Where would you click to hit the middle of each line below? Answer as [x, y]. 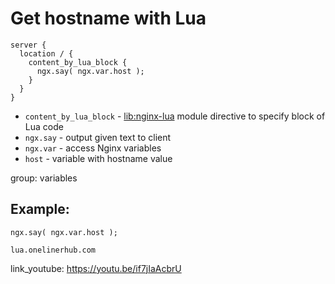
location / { [46, 53]
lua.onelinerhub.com [53, 250]
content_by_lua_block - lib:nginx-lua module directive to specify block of [175, 116]
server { [28, 45]
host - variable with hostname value [98, 158]
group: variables [44, 178]
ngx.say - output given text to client [98, 137]
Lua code [44, 126]
